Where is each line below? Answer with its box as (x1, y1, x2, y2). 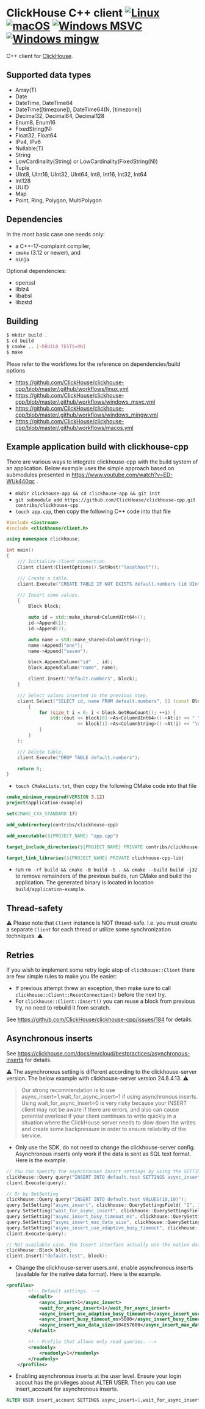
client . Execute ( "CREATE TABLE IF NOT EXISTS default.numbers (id (17, 581, 187, 587)
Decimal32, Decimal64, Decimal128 (15, 112, 105, 119)
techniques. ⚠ (6, 932, 43, 940)
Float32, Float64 (15, 131, 57, 139)
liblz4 (15, 285, 29, 293)
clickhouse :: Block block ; (6, 1247, 72, 1253)
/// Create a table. (17, 575, 70, 581)
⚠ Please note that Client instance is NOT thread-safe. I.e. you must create (6, 919, 197, 927)
